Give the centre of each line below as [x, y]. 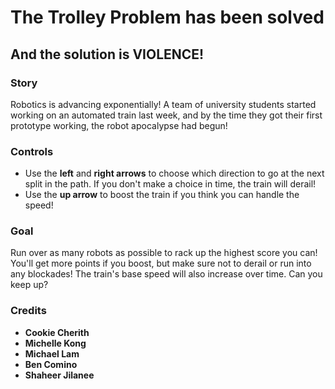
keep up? [29, 285]
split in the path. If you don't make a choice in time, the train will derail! [170, 184]
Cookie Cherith [57, 332]
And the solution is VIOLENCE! [107, 54]
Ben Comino [51, 364]
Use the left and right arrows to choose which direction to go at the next [174, 173]
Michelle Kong [55, 343]
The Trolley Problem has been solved [167, 17]
